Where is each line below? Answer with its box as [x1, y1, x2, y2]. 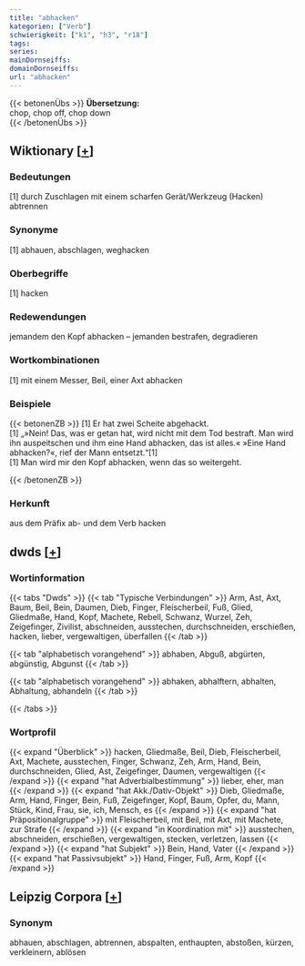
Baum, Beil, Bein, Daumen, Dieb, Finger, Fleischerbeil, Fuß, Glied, [9, 602, 253, 613]
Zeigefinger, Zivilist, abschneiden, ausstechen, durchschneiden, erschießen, [9, 621, 296, 632]
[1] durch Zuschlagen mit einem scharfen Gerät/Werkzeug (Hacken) [9, 191, 264, 202]
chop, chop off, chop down [9, 107, 111, 118]
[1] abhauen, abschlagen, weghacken [9, 244, 150, 255]
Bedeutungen [9, 170, 71, 183]
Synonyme [9, 224, 59, 237]
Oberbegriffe [9, 267, 68, 280]
